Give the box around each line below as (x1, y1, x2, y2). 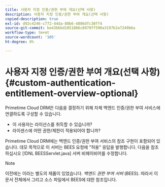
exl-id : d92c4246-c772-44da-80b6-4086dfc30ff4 (5, 21, 102, 26)
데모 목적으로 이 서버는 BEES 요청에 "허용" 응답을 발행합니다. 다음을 (19, 144, 150, 150)
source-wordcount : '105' (5, 35, 56, 40)
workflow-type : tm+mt (5, 30, 50, 35)
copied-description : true (5, 16, 58, 21)
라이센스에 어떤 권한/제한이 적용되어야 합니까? (12, 127, 101, 133)
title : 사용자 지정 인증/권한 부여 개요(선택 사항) (5, 7, 96, 12)
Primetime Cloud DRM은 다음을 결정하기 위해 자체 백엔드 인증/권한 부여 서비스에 (5, 105, 161, 111)
